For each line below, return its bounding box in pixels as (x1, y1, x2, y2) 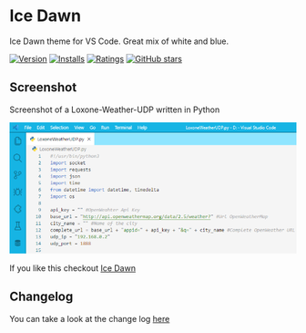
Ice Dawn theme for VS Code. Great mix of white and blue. (9, 36, 229, 47)
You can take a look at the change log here (9, 313, 170, 324)
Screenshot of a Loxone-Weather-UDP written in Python (9, 104, 220, 115)
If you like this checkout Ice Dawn (9, 263, 137, 274)
